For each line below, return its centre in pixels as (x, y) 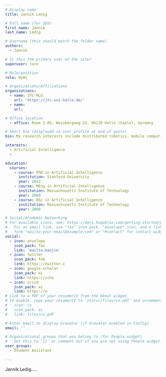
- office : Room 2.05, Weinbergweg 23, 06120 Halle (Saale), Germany (82, 123)
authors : (14, 46)
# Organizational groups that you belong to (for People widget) (74, 337)
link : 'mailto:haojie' (37, 250)
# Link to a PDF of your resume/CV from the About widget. (67, 296)
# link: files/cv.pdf (30, 314)
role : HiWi (16, 77)
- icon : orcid (24, 282)
